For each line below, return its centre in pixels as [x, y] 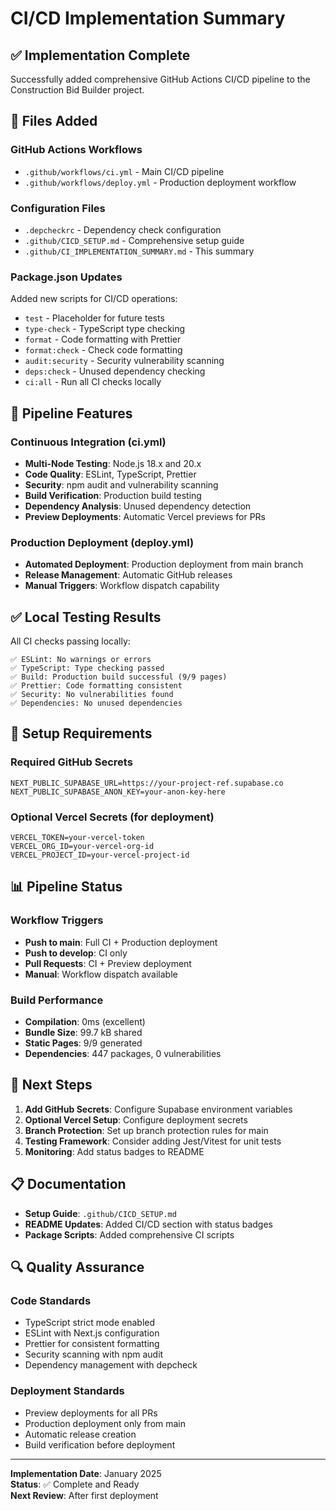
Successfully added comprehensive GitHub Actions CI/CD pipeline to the [160, 79]
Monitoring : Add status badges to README [114, 1151]
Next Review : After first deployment [84, 1495]
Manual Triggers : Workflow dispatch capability [122, 586]
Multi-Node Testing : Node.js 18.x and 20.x [113, 463]
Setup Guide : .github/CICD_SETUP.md [100, 1213]
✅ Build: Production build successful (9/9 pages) [119, 677]
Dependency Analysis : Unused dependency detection [138, 506]
